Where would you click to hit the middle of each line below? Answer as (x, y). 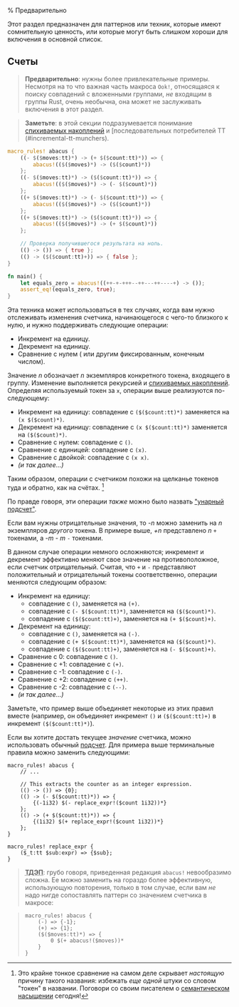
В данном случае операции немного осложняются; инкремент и (106, 551)
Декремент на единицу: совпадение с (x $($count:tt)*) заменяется (122, 427)
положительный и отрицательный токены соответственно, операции (112, 574)
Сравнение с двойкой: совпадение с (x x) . (83, 458)
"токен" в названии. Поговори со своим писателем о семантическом (123, 988)
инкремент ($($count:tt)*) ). (51, 723)
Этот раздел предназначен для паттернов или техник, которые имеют (115, 24)
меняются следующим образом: (57, 582)
